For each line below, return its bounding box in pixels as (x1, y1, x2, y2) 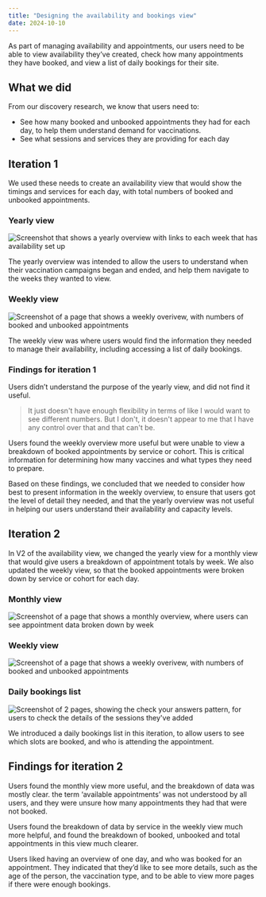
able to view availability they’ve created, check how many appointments (8, 49, 244, 59)
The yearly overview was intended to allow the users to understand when (8, 257, 249, 266)
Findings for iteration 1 (8, 363, 97, 375)
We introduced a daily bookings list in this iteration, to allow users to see (8, 728, 245, 738)
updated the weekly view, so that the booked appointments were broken (8, 565, 245, 575)
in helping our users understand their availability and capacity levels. (8, 504, 233, 514)
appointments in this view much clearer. (8, 838, 139, 848)
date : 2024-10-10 (8, 19, 66, 27)
